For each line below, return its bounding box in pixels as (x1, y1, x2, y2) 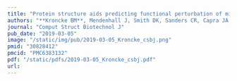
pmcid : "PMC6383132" (7, 50, 68, 57)
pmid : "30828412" (7, 43, 59, 50)
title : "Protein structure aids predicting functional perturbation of (7, 10, 222, 18)
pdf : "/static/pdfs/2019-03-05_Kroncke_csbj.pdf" (7, 56, 157, 63)
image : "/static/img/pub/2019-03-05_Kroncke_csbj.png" (7, 37, 172, 44)
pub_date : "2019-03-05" (7, 30, 78, 37)
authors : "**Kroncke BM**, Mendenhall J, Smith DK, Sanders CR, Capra (7, 17, 219, 24)
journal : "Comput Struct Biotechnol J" (7, 23, 125, 30)
